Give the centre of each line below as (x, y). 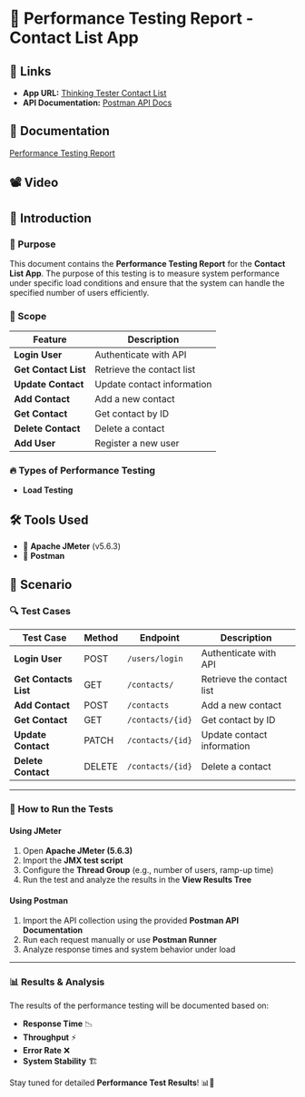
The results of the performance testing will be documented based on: (139, 1005)
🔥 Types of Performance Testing (83, 471)
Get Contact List (50, 369)
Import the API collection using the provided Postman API (130, 921)
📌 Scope (28, 316)
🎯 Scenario (41, 584)
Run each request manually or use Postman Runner (120, 940)
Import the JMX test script (73, 860)
